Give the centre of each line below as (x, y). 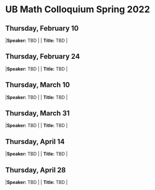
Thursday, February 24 (43, 56)
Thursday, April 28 (36, 170)
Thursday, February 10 (42, 28)
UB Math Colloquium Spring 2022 (78, 9)
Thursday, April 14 (35, 141)
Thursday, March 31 (37, 113)
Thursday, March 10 (38, 85)
